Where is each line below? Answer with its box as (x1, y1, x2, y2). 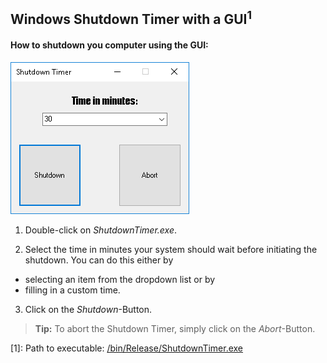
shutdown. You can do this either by (24, 254, 174, 266)
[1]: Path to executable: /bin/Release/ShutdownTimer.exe (10, 342, 244, 354)
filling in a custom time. (24, 284, 121, 296)
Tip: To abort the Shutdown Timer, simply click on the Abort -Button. (34, 322, 316, 334)
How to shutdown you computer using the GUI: (10, 39, 209, 51)
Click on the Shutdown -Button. (24, 303, 153, 315)
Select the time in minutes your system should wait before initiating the (24, 243, 318, 255)
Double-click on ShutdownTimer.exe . (24, 224, 178, 236)
